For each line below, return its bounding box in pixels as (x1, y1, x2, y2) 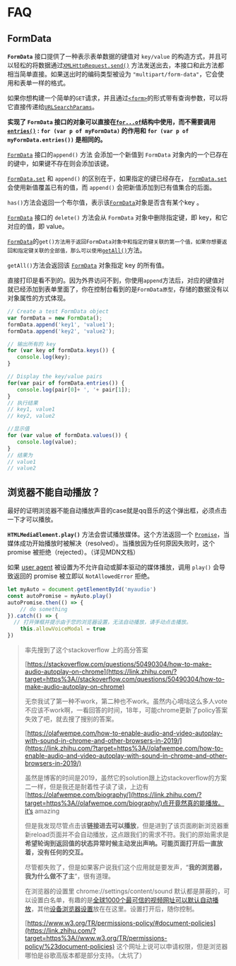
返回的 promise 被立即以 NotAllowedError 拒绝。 (13, 572, 154, 581)
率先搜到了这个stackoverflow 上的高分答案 (24, 646, 148, 654)
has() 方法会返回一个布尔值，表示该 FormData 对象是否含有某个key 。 (7, 198, 203, 206)
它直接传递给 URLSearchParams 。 (7, 103, 99, 110)
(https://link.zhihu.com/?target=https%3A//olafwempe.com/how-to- (24, 744, 224, 753)
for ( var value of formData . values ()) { (7, 432, 129, 439)
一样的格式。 (31, 79, 69, 87)
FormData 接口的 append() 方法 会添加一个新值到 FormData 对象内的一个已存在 (7, 150, 228, 159)
